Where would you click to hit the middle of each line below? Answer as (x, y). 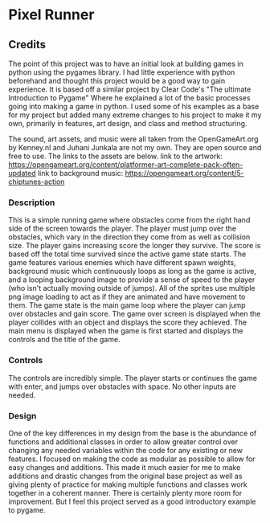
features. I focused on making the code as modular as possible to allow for (132, 459)
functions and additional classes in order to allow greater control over (123, 441)
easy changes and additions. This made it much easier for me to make (125, 467)
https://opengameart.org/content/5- (185, 173)
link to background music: (80, 173)
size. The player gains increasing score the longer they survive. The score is (135, 246)
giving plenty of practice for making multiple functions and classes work (128, 484)
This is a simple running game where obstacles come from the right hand (129, 220)
